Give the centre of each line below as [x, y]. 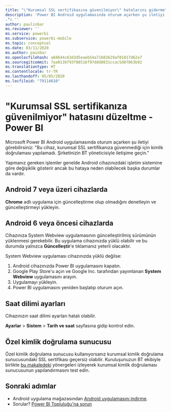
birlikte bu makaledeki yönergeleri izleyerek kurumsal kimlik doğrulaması [81, 365]
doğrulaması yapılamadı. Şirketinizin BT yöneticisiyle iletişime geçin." [77, 153]
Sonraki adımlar [31, 386]
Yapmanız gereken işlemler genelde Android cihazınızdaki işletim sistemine [84, 162]
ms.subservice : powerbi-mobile [38, 39]
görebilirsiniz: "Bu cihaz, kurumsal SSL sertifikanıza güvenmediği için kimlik [84, 147]
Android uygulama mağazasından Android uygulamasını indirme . [80, 398]
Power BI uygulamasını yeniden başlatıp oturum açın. [68, 288]
